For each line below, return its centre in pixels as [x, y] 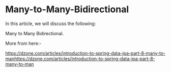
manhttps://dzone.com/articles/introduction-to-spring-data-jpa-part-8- [80, 58]
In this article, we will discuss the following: [51, 23]
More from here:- [23, 43]
